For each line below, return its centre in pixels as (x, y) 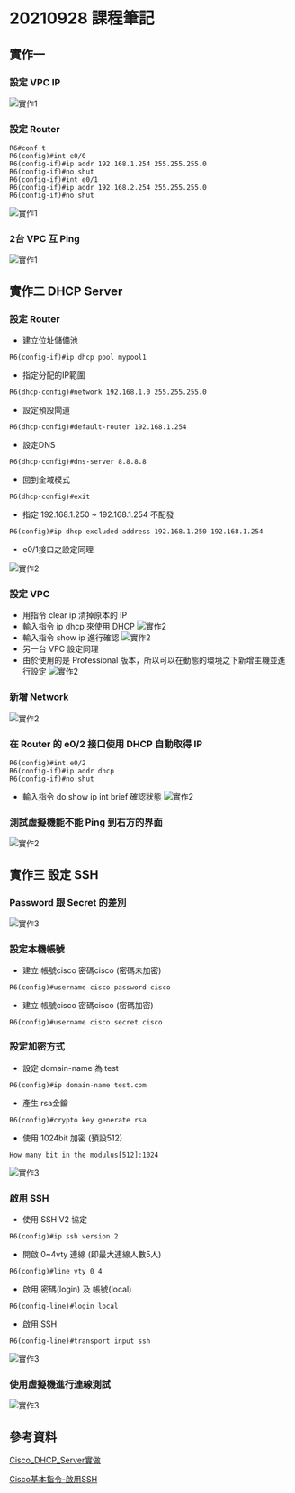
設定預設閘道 (46, 410)
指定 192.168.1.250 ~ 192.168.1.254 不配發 (98, 514)
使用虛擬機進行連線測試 (60, 1384)
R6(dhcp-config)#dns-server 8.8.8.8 (78, 462)
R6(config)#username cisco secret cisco (86, 1023)
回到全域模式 (46, 480)
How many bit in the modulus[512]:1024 (84, 1155)
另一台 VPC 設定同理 (60, 649)
